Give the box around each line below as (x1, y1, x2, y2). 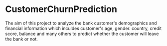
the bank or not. (5, 36, 38, 42)
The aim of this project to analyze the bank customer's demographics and (5, 20, 157, 26)
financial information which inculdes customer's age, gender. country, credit (5, 25, 162, 31)
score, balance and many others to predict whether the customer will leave (5, 30, 159, 36)
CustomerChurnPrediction (5, 3, 117, 15)
